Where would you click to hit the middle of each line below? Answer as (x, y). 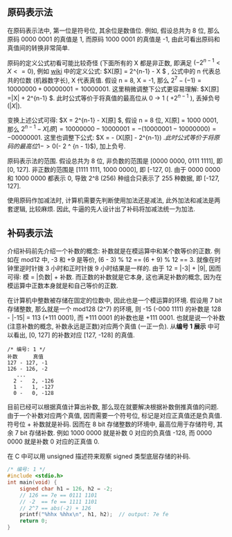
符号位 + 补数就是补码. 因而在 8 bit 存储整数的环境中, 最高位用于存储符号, (111, 424)
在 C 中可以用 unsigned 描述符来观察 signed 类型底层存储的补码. (99, 457)
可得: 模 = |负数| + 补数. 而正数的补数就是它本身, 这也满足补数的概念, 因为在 (115, 277)
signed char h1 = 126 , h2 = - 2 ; (66, 488)
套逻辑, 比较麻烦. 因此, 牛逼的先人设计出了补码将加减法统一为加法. (101, 209)
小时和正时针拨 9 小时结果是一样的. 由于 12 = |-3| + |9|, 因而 (136, 268)
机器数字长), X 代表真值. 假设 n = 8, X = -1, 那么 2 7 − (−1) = (119, 80)
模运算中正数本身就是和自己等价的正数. (63, 285)
